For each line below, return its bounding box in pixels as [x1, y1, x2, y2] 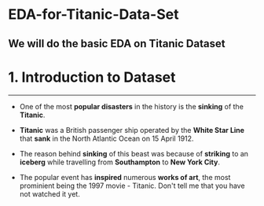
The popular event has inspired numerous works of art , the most [19, 172, 231, 182]
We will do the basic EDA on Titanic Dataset [8, 37, 225, 50]
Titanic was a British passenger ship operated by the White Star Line [19, 125, 245, 134]
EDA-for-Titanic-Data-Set [8, 6, 179, 24]
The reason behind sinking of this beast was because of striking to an [19, 149, 249, 158]
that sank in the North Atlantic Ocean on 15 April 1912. [19, 134, 194, 143]
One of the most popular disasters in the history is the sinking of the [19, 101, 244, 111]
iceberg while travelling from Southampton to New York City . [19, 157, 220, 167]
